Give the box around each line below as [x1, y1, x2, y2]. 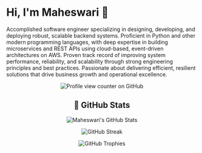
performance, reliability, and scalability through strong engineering [6, 58, 173, 65]
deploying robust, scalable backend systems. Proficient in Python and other [6, 32, 196, 39]
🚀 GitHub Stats [73, 100, 130, 110]
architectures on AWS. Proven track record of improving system [6, 51, 166, 58]
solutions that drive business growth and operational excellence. [6, 70, 167, 78]
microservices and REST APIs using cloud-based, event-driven [6, 45, 164, 52]
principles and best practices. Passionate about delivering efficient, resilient [6, 64, 196, 72]
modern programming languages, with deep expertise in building [6, 38, 169, 46]
